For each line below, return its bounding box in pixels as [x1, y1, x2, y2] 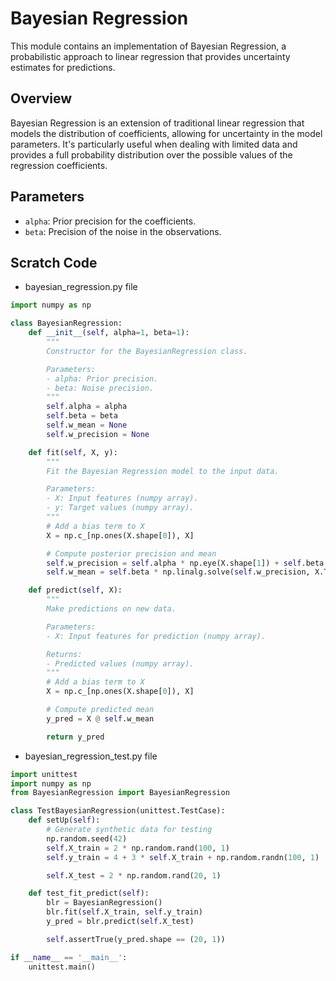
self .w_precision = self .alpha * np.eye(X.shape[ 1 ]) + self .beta [46, 558, 325, 568]
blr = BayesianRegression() [46, 898, 163, 908]
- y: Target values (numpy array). [46, 503, 195, 513]
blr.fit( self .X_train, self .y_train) [46, 907, 203, 917]
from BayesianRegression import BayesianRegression [10, 788, 230, 798]
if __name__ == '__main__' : [10, 952, 128, 962]
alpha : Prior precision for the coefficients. [24, 215, 197, 227]
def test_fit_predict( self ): [28, 888, 150, 899]
